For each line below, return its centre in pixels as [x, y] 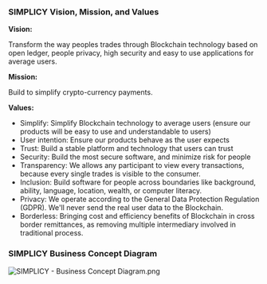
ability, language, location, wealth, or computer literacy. [111, 191]
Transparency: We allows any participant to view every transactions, [132, 165]
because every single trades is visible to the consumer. [110, 174]
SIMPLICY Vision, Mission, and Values [84, 12]
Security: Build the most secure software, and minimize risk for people [135, 157]
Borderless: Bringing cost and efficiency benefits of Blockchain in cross [137, 216]
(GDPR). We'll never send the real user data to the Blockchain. [122, 208]
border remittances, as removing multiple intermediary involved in [128, 224]
